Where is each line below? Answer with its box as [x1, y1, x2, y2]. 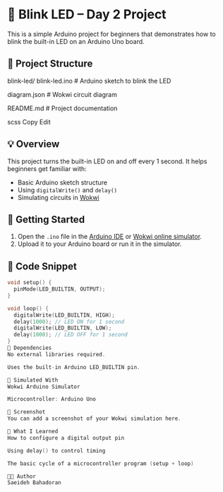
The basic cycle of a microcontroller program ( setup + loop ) [7, 459, 194, 467]
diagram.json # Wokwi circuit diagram [7, 90, 118, 98]
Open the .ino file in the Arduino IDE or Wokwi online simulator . [17, 233, 203, 241]
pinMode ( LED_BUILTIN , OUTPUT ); [13, 286, 106, 293]
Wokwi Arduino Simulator [7, 383, 80, 390]
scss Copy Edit [7, 117, 51, 126]
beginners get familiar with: [7, 164, 87, 172]
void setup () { [7, 279, 52, 286]
